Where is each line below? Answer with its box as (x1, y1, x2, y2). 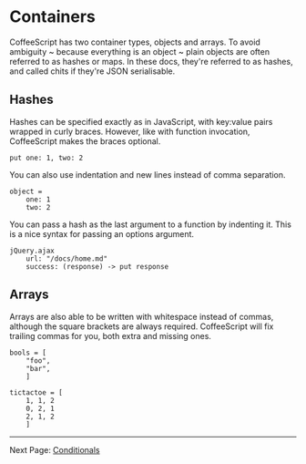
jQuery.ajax (9, 246, 55, 255)
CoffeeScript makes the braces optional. (9, 135, 161, 147)
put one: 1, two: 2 (9, 153, 84, 162)
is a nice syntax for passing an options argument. (9, 228, 194, 239)
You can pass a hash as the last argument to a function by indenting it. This (9, 219, 291, 230)
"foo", (25, 356, 51, 366)
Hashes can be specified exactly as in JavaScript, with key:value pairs (9, 116, 273, 127)
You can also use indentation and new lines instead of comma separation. (9, 169, 286, 180)
